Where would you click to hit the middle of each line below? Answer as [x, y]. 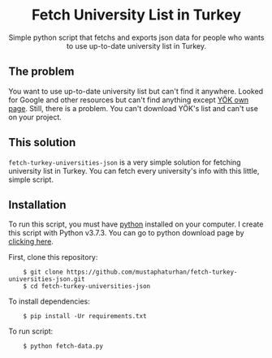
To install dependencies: [50, 301]
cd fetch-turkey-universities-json [90, 287]
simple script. [31, 179]
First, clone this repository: [53, 257]
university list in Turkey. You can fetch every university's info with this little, [134, 170]
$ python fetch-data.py [63, 347]
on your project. [35, 117]
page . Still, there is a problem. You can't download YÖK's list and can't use [133, 108]
